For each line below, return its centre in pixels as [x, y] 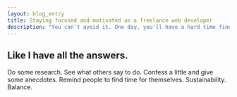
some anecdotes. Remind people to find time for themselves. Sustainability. [117, 80]
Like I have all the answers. [68, 55]
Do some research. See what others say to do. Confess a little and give [110, 72]
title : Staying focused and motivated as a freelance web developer [110, 20]
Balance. [20, 87]
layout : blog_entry [36, 14]
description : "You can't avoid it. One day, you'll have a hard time [112, 27]
